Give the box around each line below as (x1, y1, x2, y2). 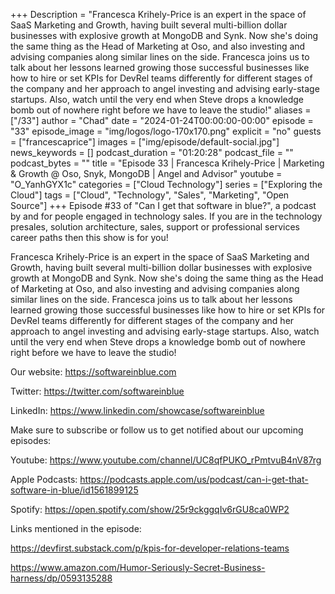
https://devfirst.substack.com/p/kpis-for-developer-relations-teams (10, 542, 290, 554)
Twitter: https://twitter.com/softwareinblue (10, 385, 185, 397)
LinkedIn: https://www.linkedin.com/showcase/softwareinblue (10, 405, 265, 416)
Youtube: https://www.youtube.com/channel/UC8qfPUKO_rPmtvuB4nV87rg (10, 454, 322, 466)
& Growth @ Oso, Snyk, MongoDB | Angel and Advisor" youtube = (10, 168, 283, 179)
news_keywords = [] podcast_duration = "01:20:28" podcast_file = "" (10, 147, 294, 158)
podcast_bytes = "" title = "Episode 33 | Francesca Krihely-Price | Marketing (10, 157, 325, 169)
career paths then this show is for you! (10, 232, 169, 243)
